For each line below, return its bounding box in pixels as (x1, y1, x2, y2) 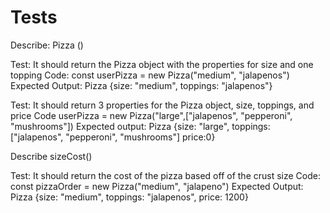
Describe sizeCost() (10, 150, 93, 162)
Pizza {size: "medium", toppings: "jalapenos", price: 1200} (10, 191, 249, 203)
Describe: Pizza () (10, 39, 84, 51)
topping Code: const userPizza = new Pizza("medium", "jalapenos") (10, 69, 290, 81)
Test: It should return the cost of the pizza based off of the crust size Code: (10, 169, 321, 181)
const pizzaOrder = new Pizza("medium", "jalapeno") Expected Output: (10, 180, 304, 192)
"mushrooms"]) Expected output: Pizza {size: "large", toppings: (10, 120, 271, 132)
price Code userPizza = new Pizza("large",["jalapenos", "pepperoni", (10, 109, 293, 121)
